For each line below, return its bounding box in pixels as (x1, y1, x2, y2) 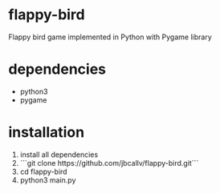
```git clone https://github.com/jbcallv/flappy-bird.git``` (19, 158, 199, 167)
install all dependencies (19, 150, 99, 159)
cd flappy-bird (19, 167, 67, 176)
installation (8, 123, 85, 142)
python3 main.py (19, 175, 76, 185)
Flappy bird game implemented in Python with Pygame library (8, 32, 213, 42)
